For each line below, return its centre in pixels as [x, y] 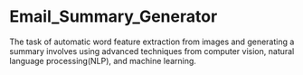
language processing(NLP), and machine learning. [103, 61]
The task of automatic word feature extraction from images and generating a [152, 42]
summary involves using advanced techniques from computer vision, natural [152, 51]
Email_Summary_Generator [114, 17]
